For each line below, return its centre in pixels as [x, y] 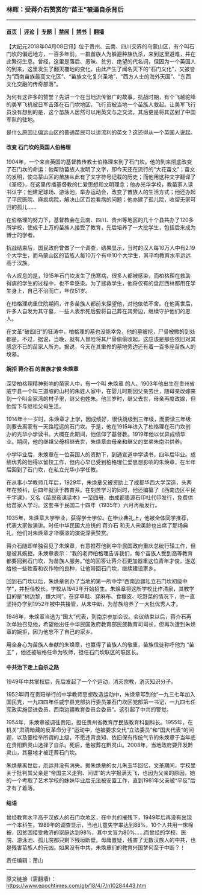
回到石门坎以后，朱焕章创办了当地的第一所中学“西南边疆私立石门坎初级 [94, 581]
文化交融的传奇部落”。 [34, 84]
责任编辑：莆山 [25, 861]
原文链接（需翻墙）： [31, 879]
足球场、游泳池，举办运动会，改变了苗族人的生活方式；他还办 [114, 192]
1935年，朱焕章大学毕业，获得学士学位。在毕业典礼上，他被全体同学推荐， [99, 518]
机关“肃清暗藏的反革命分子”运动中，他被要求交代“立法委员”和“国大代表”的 [97, 730]
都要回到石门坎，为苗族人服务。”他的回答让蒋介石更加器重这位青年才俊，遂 [98, 561]
